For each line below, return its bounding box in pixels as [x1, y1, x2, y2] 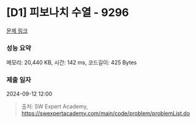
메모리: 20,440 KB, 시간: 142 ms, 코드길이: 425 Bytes [6, 59, 137, 66]
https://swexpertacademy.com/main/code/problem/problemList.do [21, 110, 190, 117]
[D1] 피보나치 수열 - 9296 [6, 6, 129, 20]
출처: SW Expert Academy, [21, 102, 88, 110]
